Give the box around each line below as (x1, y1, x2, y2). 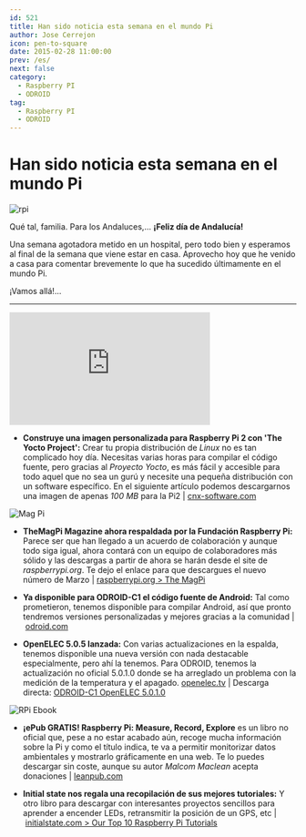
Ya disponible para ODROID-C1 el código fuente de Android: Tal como (22, 592, 290, 603)
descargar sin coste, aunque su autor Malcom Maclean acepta (22, 761, 259, 772)
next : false (9, 65, 55, 74)
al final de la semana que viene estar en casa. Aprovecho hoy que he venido (9, 249, 296, 260)
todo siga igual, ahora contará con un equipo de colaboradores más (22, 546, 278, 556)
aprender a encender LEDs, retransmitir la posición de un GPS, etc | (22, 808, 278, 819)
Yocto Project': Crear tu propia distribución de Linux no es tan (22, 443, 257, 454)
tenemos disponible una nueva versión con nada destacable (22, 648, 249, 659)
